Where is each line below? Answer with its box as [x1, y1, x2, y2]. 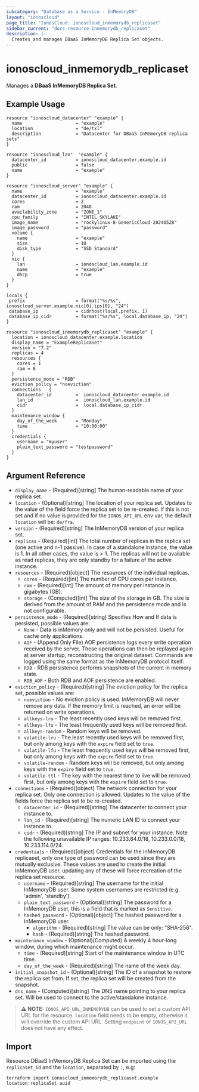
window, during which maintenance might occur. [14, 943, 134, 950]
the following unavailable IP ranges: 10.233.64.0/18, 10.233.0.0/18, [23, 835, 186, 842]
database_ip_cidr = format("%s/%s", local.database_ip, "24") [8, 313, 188, 319]
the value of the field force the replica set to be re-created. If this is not [14, 505, 189, 513]
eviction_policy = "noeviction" [11, 381, 92, 387]
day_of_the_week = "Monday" [17, 418, 102, 424]
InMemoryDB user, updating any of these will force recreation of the [14, 866, 182, 874]
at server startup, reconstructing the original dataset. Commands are [23, 651, 192, 658]
